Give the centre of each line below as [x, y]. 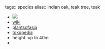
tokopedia [22, 33]
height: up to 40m [30, 38]
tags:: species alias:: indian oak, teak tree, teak [52, 7]
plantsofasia [25, 27]
